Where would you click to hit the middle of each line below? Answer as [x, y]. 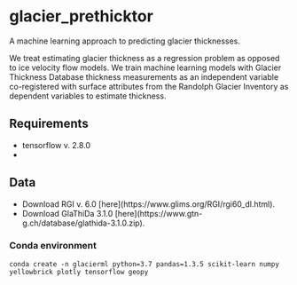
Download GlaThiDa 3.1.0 [67, 213]
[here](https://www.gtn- [159, 213]
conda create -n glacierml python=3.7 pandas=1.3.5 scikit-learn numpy [144, 264]
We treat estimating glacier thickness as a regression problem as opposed [145, 58]
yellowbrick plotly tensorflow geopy [79, 272]
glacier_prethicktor [81, 16]
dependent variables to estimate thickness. [88, 96]
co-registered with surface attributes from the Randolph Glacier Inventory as [149, 86]
